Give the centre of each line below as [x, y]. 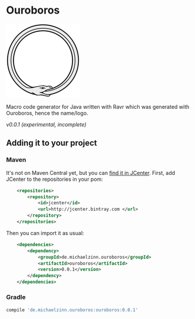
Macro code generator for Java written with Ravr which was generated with [98, 106]
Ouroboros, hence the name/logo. [47, 113]
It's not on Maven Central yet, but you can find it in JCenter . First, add [91, 172]
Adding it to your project [52, 143]
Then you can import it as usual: [45, 233]
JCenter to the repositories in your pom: [54, 179]
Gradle [16, 297]
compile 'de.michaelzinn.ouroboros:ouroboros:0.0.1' [72, 310]
